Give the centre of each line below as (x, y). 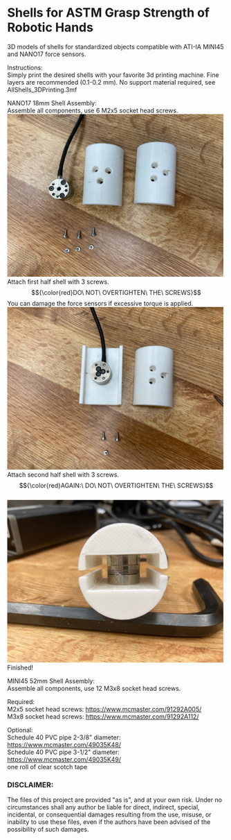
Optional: (20, 730)
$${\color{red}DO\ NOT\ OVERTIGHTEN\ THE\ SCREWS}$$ (116, 292)
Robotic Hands (50, 27)
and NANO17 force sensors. (47, 54)
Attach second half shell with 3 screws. (63, 474)
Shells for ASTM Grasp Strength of (108, 13)
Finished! (20, 667)
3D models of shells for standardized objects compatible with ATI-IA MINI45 (115, 46)
